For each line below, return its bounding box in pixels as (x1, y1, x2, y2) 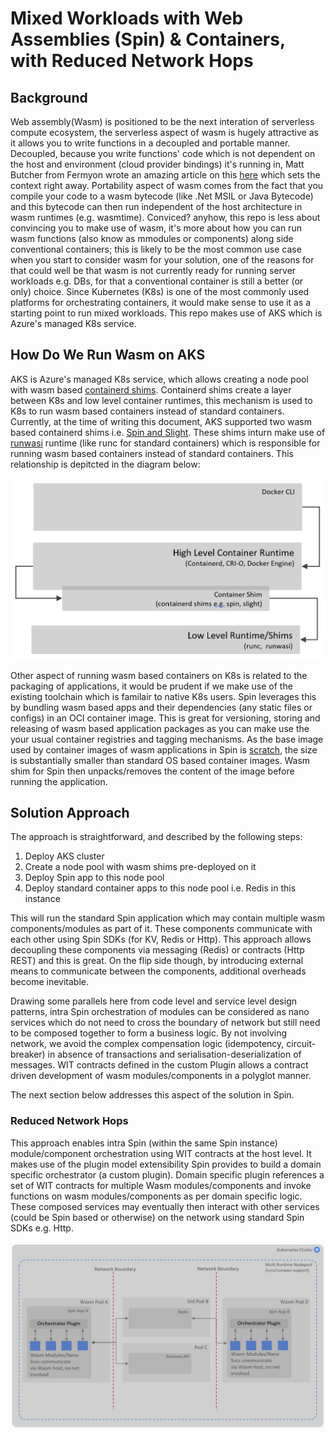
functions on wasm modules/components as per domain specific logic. (10, 1190, 303, 1202)
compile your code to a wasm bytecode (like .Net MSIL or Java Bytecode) (10, 190, 314, 202)
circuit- (286, 1038, 317, 1050)
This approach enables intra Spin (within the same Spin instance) (10, 1137, 278, 1149)
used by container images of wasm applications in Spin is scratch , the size (10, 743, 318, 756)
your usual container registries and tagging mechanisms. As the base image (10, 733, 324, 745)
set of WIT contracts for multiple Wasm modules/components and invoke (10, 1179, 312, 1191)
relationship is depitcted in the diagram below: (10, 458, 201, 470)
